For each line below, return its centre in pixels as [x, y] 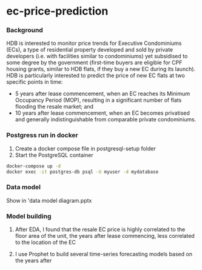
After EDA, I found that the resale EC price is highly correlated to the [100, 229]
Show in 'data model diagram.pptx [49, 200]
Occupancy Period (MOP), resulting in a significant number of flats [98, 100]
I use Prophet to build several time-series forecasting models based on [104, 254]
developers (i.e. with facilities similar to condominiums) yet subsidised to [97, 56]
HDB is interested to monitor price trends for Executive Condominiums [94, 43]
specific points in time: [35, 82]
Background [25, 30]
